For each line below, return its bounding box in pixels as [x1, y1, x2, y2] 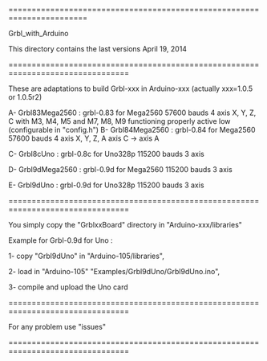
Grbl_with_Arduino [8, 29, 69, 38]
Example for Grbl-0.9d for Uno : [8, 236, 113, 245]
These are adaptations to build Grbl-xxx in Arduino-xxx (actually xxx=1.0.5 [8, 84, 253, 93]
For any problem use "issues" [8, 322, 107, 331]
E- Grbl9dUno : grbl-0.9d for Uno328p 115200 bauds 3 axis [8, 180, 204, 190]
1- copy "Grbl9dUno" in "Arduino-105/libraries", [8, 251, 164, 260]
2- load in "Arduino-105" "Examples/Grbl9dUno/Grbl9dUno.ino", [8, 267, 220, 276]
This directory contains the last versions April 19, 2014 [8, 44, 187, 53]
